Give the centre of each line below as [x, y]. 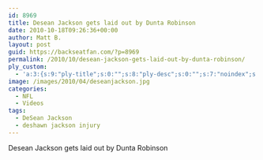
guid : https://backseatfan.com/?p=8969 [74, 52]
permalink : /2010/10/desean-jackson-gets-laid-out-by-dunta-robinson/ [127, 60]
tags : [17, 111]
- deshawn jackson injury [58, 125]
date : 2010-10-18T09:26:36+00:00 [63, 30]
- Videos [30, 103]
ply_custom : [28, 67]
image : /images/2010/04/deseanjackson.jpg [79, 81]
